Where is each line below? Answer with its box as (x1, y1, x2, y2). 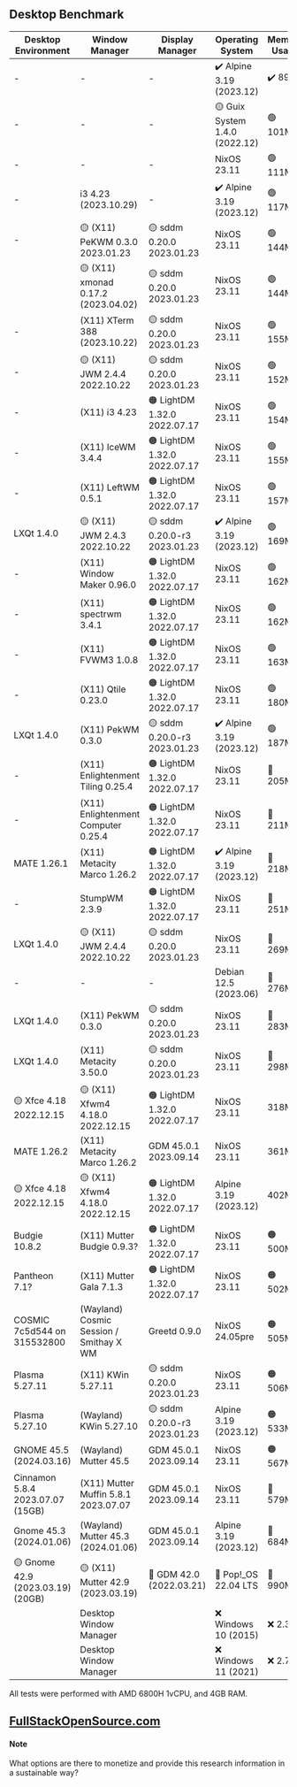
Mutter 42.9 (80, 1576, 130, 1588)
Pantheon (13, 1269, 54, 1282)
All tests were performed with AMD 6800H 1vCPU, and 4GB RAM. (9, 1688, 248, 1699)
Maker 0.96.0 (80, 579, 137, 591)
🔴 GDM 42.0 (148, 1568, 201, 1581)
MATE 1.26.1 (13, 857, 69, 870)
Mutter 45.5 (80, 1455, 130, 1468)
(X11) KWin (80, 1369, 130, 1381)
